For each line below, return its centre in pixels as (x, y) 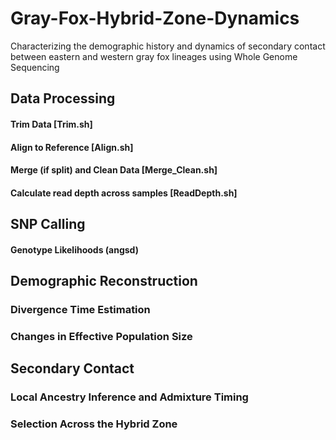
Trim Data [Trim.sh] (51, 124)
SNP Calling (48, 224)
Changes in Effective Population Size (101, 336)
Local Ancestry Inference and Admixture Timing (129, 397)
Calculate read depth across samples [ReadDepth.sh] (124, 193)
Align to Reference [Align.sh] (72, 147)
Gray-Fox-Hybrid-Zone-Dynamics (155, 18)
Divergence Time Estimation (80, 309)
